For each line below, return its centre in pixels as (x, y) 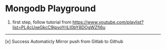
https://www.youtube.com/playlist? (108, 22)
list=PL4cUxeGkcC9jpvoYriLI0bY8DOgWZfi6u (59, 27)
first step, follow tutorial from (42, 22)
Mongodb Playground (51, 9)
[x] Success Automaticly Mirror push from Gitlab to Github (64, 41)
